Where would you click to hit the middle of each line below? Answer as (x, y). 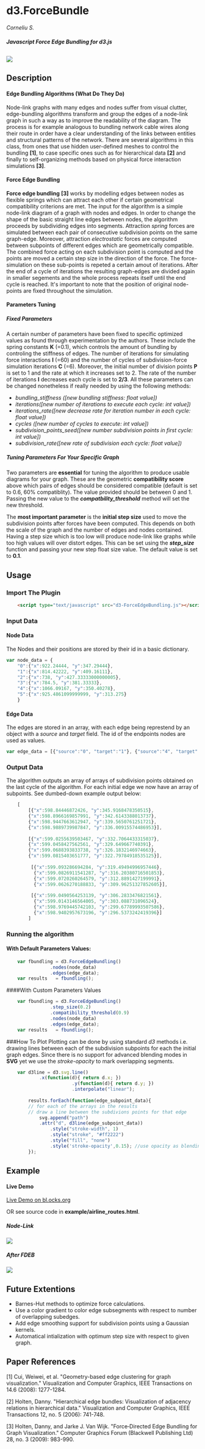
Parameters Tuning (31, 305)
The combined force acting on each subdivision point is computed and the (100, 252)
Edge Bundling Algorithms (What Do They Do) (66, 94)
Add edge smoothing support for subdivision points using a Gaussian (102, 1323)
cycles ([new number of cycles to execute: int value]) (82, 424)
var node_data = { (30, 660)
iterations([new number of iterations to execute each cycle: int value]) (103, 405)
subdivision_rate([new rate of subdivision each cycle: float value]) (98, 443)
